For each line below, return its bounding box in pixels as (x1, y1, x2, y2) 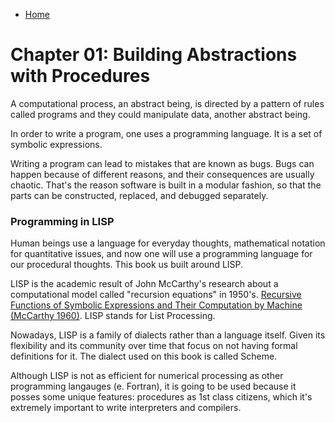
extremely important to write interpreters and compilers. (10, 402, 242, 414)
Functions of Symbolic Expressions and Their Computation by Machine (10, 299, 303, 311)
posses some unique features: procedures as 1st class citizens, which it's (10, 391, 313, 403)
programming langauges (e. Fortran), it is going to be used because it (10, 380, 297, 393)
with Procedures (10, 65, 151, 88)
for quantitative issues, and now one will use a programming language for (10, 248, 313, 260)
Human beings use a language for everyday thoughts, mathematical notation (10, 237, 326, 249)
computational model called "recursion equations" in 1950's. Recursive (10, 289, 302, 301)
